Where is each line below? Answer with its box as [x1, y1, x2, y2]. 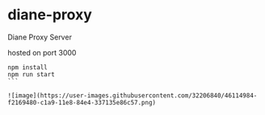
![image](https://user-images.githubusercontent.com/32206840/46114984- [7, 91, 258, 100]
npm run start [7, 70, 56, 78]
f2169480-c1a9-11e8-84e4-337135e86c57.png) [7, 98, 157, 106]
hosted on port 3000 [7, 47, 77, 57]
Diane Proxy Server [7, 32, 72, 42]
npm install [7, 63, 48, 72]
